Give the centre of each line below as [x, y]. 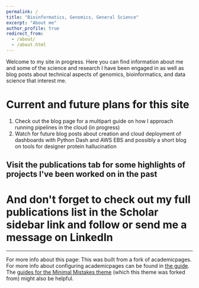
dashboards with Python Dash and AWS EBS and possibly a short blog [100, 140]
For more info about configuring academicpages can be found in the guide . [98, 266]
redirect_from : [25, 34]
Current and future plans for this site [98, 105]
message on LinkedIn [60, 238]
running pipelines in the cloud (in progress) [67, 127]
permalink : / [22, 12]
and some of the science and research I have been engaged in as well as [95, 68]
